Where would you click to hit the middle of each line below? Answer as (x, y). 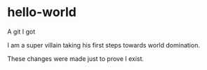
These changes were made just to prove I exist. (76, 58)
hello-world (42, 12)
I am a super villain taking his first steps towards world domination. (103, 45)
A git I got (21, 31)
